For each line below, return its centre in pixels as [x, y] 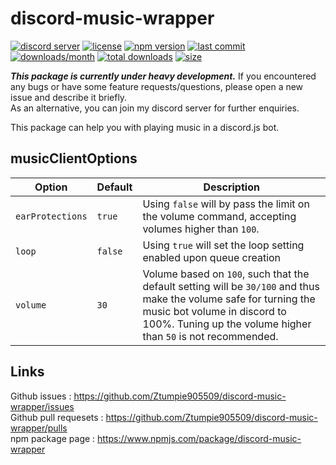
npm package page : [53, 438]
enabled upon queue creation [212, 257]
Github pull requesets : [57, 417]
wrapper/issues [42, 406]
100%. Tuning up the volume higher [227, 324]
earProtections [51, 216]
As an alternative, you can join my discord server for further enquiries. [155, 108]
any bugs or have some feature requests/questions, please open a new [157, 86]
